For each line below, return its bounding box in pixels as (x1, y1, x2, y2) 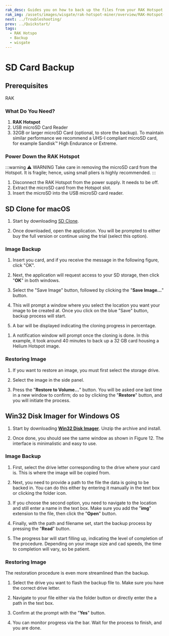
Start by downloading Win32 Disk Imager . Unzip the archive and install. (12, 425, 162, 431)
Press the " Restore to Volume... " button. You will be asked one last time (12, 387, 162, 393)
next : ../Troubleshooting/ (5, 17, 62, 22)
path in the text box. (12, 600, 54, 606)
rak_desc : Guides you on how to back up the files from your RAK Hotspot (5, 7, 163, 13)
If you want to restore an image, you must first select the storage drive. (12, 367, 160, 373)
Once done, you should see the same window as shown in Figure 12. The (12, 435, 164, 441)
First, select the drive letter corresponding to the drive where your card (12, 464, 160, 470)
